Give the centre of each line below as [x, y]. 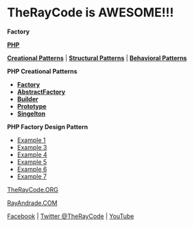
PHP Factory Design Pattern [48, 126]
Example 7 [32, 176]
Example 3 [32, 147]
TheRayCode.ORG [33, 189]
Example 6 [32, 169]
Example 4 [32, 155]
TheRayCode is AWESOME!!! [90, 13]
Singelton [31, 113]
